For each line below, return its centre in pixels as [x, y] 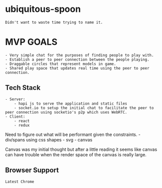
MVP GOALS [31, 42]
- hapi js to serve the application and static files [71, 103]
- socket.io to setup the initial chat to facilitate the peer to [84, 108]
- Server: [15, 99]
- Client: [15, 117]
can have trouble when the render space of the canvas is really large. [76, 154]
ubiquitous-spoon [43, 9]
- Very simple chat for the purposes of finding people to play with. [80, 55]
